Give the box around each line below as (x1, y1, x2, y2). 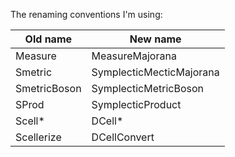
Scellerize (15, 130, 62, 144)
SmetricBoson (15, 82, 82, 95)
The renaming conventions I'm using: (10, 9, 163, 20)
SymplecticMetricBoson (91, 82, 205, 95)
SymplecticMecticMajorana (91, 65, 220, 79)
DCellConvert (91, 130, 155, 144)
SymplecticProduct (91, 98, 182, 111)
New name (129, 32, 182, 46)
